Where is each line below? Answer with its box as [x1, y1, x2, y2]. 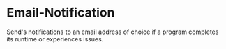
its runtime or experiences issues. [6, 35, 104, 43]
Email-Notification [6, 5, 115, 21]
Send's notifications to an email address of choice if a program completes [6, 28, 219, 36]
